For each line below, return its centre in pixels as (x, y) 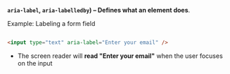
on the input (35, 63)
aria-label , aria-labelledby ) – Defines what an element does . (99, 10)
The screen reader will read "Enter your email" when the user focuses (120, 56)
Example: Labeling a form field (51, 23)
